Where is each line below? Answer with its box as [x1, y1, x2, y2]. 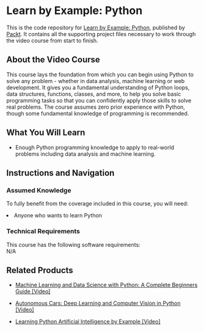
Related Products [6, 265, 73, 275]
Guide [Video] [15, 288, 51, 295]
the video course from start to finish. [6, 37, 99, 44]
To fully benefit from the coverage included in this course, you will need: [6, 200, 189, 208]
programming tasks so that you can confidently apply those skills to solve [6, 96, 192, 104]
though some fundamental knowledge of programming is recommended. [6, 109, 189, 117]
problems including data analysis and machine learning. [15, 150, 156, 158]
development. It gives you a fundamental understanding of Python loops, [6, 84, 190, 91]
